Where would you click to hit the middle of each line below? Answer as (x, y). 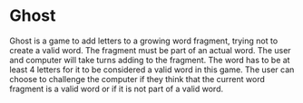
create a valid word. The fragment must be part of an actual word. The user (151, 50)
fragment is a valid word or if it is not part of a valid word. (117, 89)
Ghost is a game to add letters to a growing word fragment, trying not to (144, 41)
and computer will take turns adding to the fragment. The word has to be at (150, 60)
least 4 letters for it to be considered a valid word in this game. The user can (152, 70)
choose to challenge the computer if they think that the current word (137, 79)
